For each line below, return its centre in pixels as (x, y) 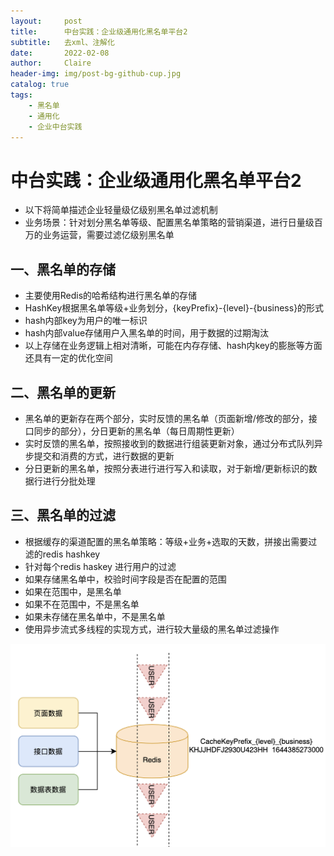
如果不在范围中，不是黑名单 (82, 604)
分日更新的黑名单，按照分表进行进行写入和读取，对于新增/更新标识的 (166, 468)
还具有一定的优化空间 (68, 358)
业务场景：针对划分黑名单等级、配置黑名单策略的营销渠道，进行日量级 (169, 222)
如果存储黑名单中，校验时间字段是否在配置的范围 (125, 579)
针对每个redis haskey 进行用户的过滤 (100, 566)
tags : (21, 95)
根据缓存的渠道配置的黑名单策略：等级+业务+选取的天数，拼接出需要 (166, 541)
